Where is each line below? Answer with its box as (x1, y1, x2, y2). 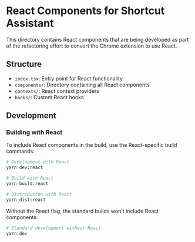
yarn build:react (6, 181, 49, 187)
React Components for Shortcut (6, 4, 165, 18)
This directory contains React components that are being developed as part (6, 36, 189, 43)
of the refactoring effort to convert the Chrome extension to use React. (6, 42, 177, 49)
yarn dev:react (6, 164, 43, 171)
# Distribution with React (6, 191, 72, 197)
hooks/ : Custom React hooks (14, 93, 84, 100)
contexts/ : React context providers (14, 87, 100, 95)
